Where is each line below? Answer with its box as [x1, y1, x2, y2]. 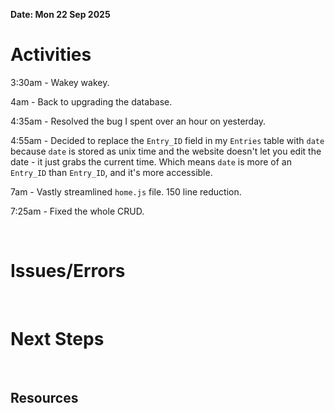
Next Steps [10, 328, 105, 351]
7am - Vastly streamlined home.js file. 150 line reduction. [10, 185, 242, 198]
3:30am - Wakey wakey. [10, 76, 110, 88]
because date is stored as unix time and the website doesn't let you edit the [10, 145, 322, 157]
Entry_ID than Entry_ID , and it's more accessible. [10, 166, 213, 178]
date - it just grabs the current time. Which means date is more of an [10, 155, 292, 168]
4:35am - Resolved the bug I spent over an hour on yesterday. [10, 115, 267, 127]
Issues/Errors [10, 260, 126, 283]
